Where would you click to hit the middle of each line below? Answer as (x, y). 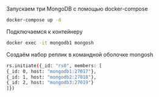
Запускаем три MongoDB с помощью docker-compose (77, 9)
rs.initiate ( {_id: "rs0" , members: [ (54, 66)
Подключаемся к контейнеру (44, 31)
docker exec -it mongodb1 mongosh (50, 43)
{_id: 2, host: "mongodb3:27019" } (50, 83)
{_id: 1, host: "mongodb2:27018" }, (51, 77)
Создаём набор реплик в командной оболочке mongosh (80, 54)
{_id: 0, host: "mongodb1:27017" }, (51, 71)
